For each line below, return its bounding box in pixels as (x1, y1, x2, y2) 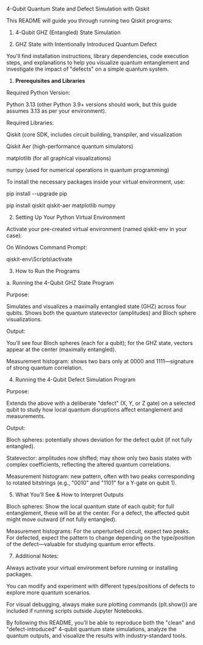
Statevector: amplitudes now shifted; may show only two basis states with (6, 454, 192, 461)
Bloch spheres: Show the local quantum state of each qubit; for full (6, 503, 174, 510)
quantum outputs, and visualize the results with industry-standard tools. (6, 632, 187, 639)
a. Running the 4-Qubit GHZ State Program (6, 279, 114, 286)
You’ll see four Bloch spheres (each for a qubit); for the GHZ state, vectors (6, 340, 193, 346)
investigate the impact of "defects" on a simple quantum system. (6, 65, 169, 73)
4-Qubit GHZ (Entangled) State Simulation (15, 29, 121, 36)
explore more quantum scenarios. (6, 589, 91, 596)
